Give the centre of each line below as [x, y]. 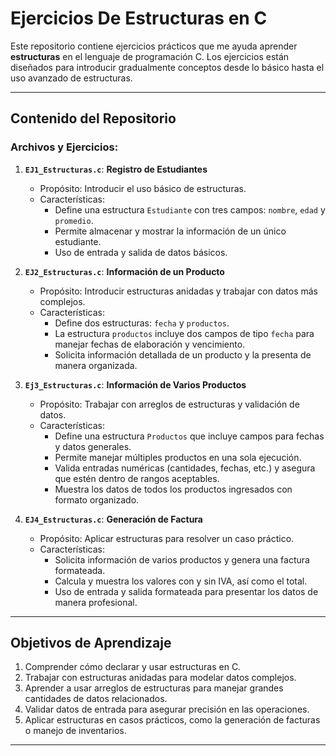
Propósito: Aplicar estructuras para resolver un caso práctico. [167, 538]
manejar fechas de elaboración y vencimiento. [150, 344]
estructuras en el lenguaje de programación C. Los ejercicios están [150, 56]
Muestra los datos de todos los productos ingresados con [173, 489]
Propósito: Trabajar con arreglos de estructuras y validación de [169, 404]
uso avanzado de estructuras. [71, 78]
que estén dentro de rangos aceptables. [137, 478]
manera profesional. [96, 602]
